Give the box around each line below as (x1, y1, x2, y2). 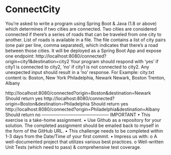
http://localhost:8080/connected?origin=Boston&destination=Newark (5, 90, 152, 96)
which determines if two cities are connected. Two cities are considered (5, 25, 157, 32)
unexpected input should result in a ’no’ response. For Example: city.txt (5, 69, 155, 75)
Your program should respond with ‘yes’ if (70, 58, 159, 64)
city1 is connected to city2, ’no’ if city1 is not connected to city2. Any (5, 64, 150, 70)
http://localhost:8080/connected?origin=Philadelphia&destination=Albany (5, 106, 160, 112)
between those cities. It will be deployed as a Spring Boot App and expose (5, 47, 162, 54)
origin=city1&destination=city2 (5, 58, 70, 64)
